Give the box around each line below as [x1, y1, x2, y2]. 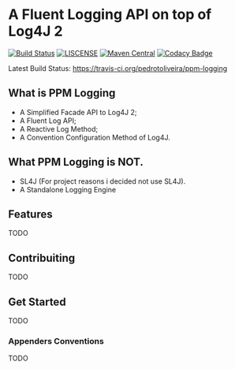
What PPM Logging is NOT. [8, 155, 144, 169]
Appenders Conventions [8, 335, 104, 346]
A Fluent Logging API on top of [8, 6, 212, 24]
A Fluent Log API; [19, 116, 76, 125]
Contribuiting [8, 251, 76, 265]
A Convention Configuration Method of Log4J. [19, 132, 171, 142]
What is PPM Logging [8, 87, 116, 100]
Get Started [8, 295, 66, 308]
